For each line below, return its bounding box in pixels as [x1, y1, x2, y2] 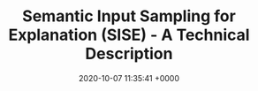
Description [85, 44, 173, 64]
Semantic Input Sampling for [21, 6, 237, 27]
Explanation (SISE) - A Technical [8, 25, 250, 45]
